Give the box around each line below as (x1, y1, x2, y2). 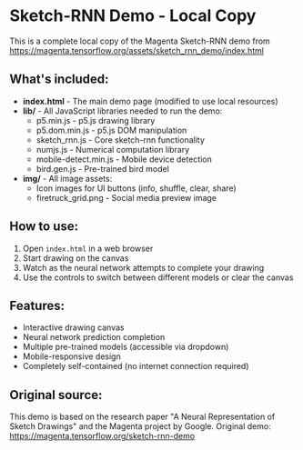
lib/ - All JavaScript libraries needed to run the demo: (22, 105, 223, 116)
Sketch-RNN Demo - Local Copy (9, 5, 257, 26)
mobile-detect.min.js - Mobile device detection (35, 154, 212, 165)
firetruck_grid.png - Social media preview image (35, 192, 217, 203)
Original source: (9, 387, 103, 403)
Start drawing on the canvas (22, 252, 129, 264)
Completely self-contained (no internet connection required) (22, 361, 249, 372)
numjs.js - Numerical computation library (35, 144, 190, 155)
